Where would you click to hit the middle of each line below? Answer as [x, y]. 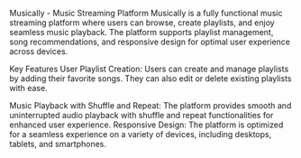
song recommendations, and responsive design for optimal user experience [150, 42]
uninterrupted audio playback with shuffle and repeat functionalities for [141, 115]
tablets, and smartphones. [58, 144]
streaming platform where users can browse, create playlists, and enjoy [142, 23]
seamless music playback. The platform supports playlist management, [141, 32]
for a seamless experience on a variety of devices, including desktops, [141, 134]
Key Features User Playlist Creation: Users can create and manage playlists [149, 69]
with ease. [28, 88]
